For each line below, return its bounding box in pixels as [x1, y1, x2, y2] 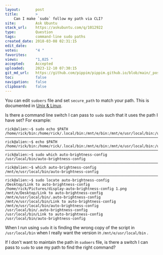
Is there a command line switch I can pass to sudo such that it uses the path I [5, 112, 158, 118]
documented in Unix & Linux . [5, 103, 63, 109]
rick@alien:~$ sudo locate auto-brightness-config [5, 178, 110, 182]
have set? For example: [5, 117, 51, 123]
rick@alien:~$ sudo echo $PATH [5, 127, 68, 131]
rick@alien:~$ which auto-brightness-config [5, 165, 97, 170]
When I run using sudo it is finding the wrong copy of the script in [5, 224, 135, 230]
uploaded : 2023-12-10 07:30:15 [5, 66, 77, 71]
